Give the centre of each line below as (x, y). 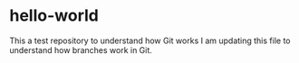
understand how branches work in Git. (81, 49)
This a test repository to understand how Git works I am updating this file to (150, 40)
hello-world (54, 16)
